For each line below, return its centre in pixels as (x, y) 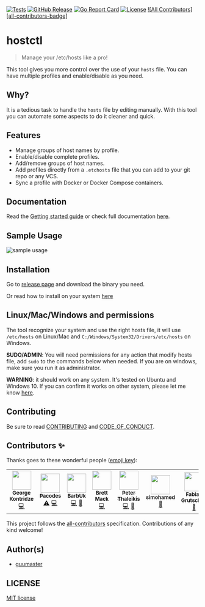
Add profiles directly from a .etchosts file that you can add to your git (103, 169)
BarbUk (77, 496)
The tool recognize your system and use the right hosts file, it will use (94, 330)
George (21, 493)
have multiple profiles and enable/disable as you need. (75, 76)
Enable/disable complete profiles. (57, 156)
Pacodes (50, 496)
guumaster (29, 564)
